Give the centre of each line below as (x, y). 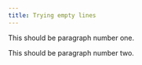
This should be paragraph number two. (71, 52)
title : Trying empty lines (52, 15)
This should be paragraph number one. (71, 38)
